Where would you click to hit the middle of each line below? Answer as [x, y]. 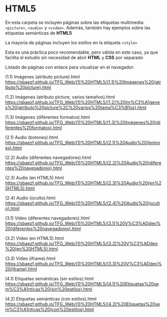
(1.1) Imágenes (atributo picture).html [43, 77]
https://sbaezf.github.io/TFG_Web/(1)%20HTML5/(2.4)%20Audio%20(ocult [83, 203]
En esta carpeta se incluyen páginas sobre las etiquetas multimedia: [75, 22]
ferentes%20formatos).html [34, 128]
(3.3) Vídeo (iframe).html [30, 258]
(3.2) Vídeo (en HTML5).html [35, 238]
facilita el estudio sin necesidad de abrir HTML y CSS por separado [74, 57]
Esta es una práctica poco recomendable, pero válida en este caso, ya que [82, 52]
